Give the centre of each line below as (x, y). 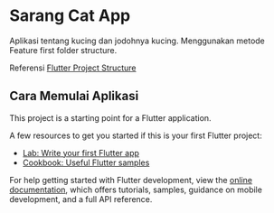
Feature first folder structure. (63, 50)
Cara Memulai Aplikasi (74, 96)
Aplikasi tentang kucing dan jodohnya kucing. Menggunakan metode (137, 41)
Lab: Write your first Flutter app (81, 153)
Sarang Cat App (70, 16)
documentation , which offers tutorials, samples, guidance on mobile (136, 190)
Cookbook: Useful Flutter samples (86, 162)
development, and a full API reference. (81, 199)
